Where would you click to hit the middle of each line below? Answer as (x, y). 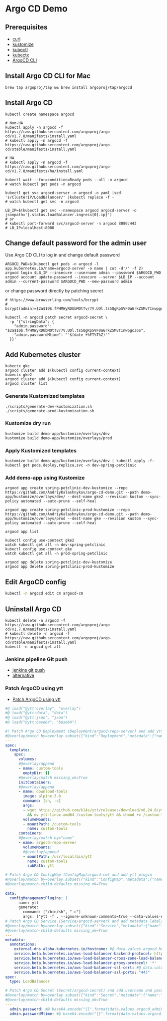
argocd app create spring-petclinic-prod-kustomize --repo (68, 510)
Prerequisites (26, 27)
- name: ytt (26, 903)
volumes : (27, 759)
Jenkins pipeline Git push (37, 659)
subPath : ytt (41, 866)
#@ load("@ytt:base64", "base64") (41, 722)
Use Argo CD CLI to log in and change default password (63, 255)
